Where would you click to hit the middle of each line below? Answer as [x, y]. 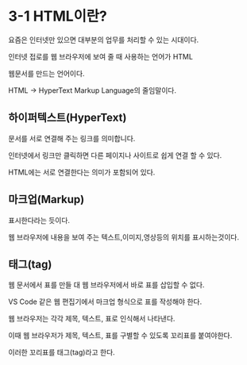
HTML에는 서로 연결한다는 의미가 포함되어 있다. [82, 172]
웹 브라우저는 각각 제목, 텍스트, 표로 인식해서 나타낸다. [92, 319]
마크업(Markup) [46, 200]
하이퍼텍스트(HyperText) [68, 118]
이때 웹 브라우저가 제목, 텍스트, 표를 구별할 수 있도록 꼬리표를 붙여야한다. [120, 336]
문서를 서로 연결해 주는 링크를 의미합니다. [72, 138]
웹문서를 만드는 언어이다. [46, 73]
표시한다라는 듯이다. [39, 220]
